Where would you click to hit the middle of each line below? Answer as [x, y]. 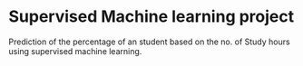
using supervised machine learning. [75, 51]
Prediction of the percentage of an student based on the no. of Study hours [150, 42]
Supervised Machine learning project [151, 17]
